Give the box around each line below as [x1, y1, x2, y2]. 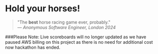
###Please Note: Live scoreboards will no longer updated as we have [5, 34, 147, 40]
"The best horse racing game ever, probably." [17, 19, 111, 25]
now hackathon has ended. [5, 44, 61, 50]
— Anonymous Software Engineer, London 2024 [17, 24, 116, 30]
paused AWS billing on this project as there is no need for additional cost [5, 39, 153, 45]
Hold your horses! [5, 3, 80, 14]
